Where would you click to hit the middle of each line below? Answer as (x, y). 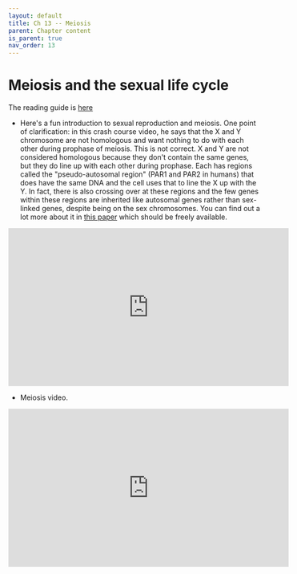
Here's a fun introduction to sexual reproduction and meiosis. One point (138, 123)
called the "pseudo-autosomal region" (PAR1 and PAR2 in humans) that (137, 174)
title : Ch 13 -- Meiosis (50, 23)
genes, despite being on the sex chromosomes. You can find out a (151, 209)
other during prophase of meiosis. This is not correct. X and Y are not (134, 149)
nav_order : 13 (32, 46)
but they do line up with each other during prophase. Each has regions (136, 166)
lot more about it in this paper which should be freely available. (124, 217)
